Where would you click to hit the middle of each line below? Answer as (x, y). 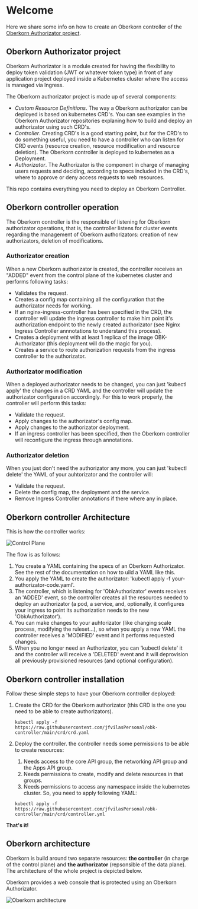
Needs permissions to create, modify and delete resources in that (103, 774)
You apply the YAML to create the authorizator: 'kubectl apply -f (92, 579)
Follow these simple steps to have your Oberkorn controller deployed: (91, 694)
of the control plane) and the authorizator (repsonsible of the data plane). (96, 864)
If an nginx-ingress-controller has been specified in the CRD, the (93, 312)
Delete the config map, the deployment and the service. (82, 492)
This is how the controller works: (46, 532)
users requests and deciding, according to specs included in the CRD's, (102, 171)
